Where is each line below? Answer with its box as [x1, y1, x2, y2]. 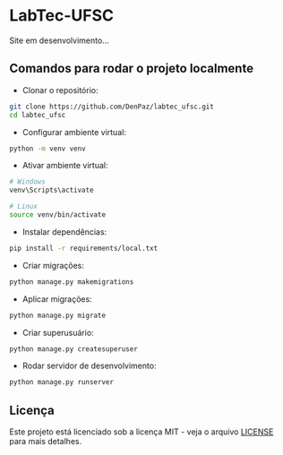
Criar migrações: [21, 260, 85, 270]
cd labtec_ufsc [9, 110, 66, 119]
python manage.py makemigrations [9, 277, 134, 287]
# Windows [9, 177, 47, 186]
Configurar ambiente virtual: [21, 126, 127, 137]
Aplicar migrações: [21, 293, 92, 305]
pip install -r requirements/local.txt [9, 244, 159, 253]
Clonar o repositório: [21, 84, 99, 95]
